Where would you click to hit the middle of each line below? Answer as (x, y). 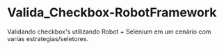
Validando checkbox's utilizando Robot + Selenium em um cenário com (109, 32)
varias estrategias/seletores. (48, 38)
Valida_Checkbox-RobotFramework (112, 13)
